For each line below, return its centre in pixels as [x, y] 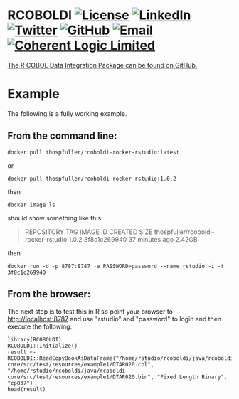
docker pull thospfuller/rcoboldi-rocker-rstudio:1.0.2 [92, 179]
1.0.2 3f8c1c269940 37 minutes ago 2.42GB [133, 239]
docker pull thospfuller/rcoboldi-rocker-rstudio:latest [94, 152]
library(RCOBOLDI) [34, 339]
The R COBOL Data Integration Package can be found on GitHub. [102, 65]
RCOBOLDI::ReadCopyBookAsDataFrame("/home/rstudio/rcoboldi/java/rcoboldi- [122, 358]
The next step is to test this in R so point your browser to [90, 311]
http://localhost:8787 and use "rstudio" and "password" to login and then [115, 319]
